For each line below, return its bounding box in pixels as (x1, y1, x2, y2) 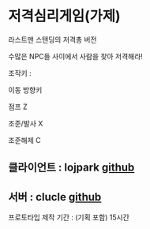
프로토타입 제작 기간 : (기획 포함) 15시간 (8, 212, 130, 222)
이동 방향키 (8, 84, 43, 95)
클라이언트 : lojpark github (8, 161, 135, 175)
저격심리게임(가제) (8, 7, 121, 25)
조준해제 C (8, 135, 41, 145)
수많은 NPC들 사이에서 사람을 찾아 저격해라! (8, 51, 144, 61)
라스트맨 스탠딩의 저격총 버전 (8, 35, 97, 44)
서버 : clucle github (8, 190, 102, 204)
